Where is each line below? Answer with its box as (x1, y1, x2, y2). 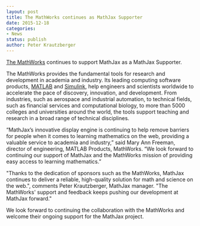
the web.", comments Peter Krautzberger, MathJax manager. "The (6, 182, 168, 189)
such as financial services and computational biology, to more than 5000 (6, 102, 186, 109)
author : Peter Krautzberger (6, 42, 76, 48)
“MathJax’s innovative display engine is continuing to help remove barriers (6, 126, 190, 133)
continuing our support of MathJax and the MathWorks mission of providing (6, 151, 193, 158)
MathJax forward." (6, 195, 52, 202)
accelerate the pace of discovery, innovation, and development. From (6, 89, 177, 96)
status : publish (6, 36, 47, 42)
